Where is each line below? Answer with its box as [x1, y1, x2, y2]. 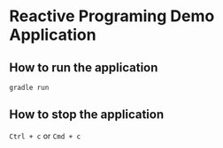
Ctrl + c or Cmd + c [9, 130, 81, 141]
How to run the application [9, 60, 158, 75]
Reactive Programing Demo [9, 6, 215, 26]
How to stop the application [9, 107, 165, 122]
